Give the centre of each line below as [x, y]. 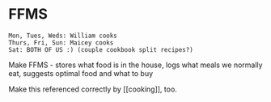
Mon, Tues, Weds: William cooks [63, 36]
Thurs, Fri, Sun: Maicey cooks [61, 42]
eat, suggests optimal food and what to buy [81, 73]
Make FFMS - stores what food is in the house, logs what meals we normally [135, 65]
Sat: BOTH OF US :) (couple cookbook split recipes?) [101, 49]
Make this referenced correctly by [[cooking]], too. [93, 89]
